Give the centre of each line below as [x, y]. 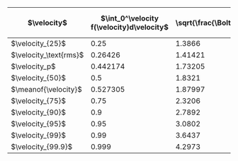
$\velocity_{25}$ [38, 43]
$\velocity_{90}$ [38, 112]
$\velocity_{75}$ [38, 101]
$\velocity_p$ [33, 66]
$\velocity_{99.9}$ [42, 147]
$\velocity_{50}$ [38, 78]
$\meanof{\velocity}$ [47, 89]
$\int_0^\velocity [130, 18]
